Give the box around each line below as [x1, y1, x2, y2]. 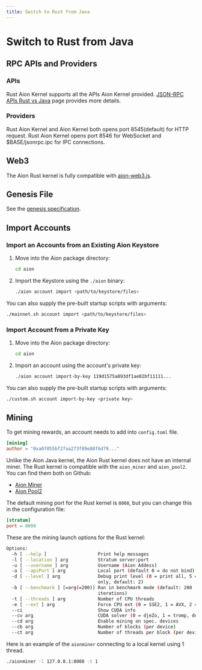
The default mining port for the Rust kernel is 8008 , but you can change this [6, 499, 192, 507]
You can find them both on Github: [6, 469, 91, 477]
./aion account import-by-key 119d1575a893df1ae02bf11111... [14, 373, 172, 380]
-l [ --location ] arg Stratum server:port [11, 557, 149, 563]
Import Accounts [6, 222, 71, 233]
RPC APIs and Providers [6, 58, 97, 69]
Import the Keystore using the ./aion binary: [14, 277, 125, 284]
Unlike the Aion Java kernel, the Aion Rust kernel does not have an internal [6, 457, 191, 464]
